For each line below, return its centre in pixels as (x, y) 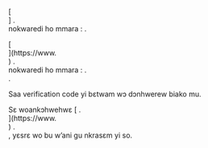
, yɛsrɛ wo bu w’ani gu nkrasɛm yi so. (71, 135)
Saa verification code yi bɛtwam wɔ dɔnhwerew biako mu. (105, 94)
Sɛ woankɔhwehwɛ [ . (45, 109)
